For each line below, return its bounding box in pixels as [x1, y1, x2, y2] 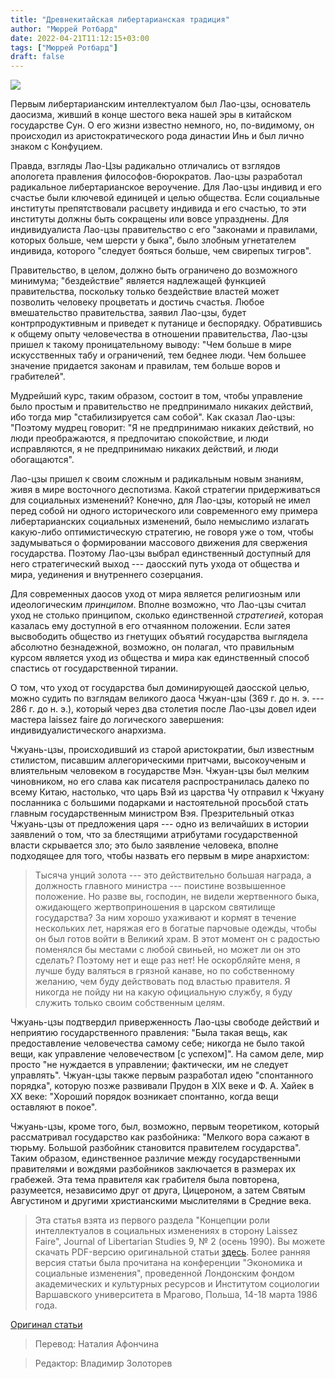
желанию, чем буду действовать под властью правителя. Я [34, 976, 291, 988]
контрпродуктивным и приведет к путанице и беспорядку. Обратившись [10, 317, 323, 330]
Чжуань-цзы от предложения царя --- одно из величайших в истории [10, 818, 309, 830]
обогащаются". [10, 454, 75, 466]
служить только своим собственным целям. [34, 997, 226, 1009]
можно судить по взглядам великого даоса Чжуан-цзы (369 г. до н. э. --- [10, 692, 325, 705]
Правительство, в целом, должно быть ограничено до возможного [10, 264, 298, 276]
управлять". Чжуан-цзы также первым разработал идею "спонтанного [10, 1069, 314, 1081]
